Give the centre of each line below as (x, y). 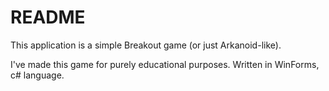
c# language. (37, 75)
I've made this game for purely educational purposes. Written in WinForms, (165, 64)
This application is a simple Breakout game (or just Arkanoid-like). (146, 45)
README (48, 17)
